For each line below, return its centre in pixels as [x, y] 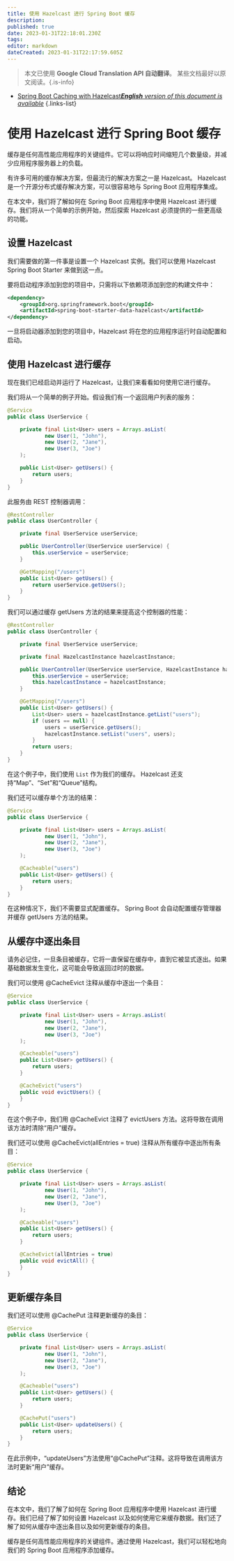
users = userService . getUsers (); [93, 727]
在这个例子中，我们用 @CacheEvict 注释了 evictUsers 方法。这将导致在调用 [116, 1119]
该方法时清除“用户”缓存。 [44, 1128]
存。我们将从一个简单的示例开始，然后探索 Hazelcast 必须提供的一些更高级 [115, 210]
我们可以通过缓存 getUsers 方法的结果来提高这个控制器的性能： [98, 612]
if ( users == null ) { [64, 721]
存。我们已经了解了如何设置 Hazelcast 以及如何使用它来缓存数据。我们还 [112, 1518]
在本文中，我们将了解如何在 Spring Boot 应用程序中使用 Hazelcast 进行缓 [112, 201]
